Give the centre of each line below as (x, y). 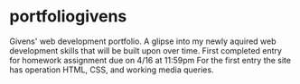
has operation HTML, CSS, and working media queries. (112, 70)
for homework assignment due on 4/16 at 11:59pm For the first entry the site (150, 60)
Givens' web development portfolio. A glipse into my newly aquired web (143, 41)
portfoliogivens (68, 17)
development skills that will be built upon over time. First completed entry (146, 50)
